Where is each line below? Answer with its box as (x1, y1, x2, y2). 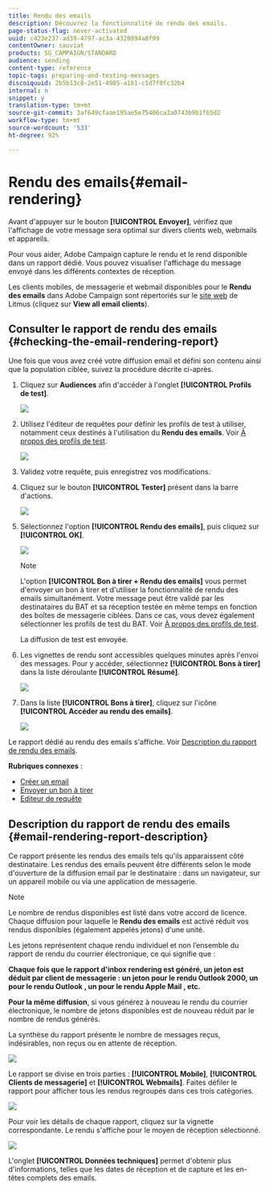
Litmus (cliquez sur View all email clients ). (8, 299, 150, 309)
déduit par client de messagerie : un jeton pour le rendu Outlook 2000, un (8, 973, 259, 983)
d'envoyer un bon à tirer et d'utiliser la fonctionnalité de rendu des (19, 585, 239, 595)
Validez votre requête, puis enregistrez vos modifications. (19, 467, 211, 476)
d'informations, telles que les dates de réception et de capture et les (8, 1164, 234, 1174)
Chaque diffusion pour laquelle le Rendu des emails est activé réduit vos (8, 917, 249, 926)
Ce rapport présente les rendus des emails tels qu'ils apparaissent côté (8, 851, 244, 861)
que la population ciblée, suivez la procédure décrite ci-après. (8, 365, 214, 374)
